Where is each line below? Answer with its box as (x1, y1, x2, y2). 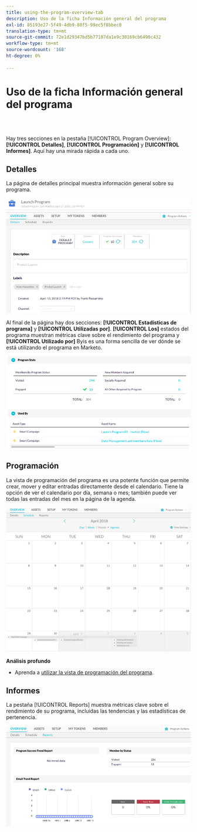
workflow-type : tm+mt (6, 41, 59, 46)
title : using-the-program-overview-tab (6, 9, 104, 15)
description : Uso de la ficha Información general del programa (6, 15, 167, 22)
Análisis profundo (6, 657, 51, 664)
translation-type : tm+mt (6, 28, 67, 34)
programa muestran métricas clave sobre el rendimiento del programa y (6, 331, 180, 338)
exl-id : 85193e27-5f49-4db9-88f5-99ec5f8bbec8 (6, 22, 122, 28)
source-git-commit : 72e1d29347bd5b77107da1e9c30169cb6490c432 (6, 34, 161, 41)
